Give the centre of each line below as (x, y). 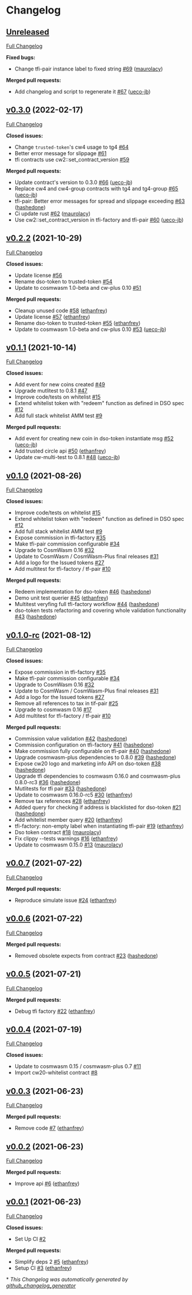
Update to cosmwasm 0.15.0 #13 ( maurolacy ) (69, 845)
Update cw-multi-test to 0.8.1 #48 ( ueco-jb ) (67, 457)
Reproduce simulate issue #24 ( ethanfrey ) (65, 900)
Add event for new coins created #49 (60, 384)
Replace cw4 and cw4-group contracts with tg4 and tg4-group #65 (96, 188)
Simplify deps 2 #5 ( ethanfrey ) (52, 1261)
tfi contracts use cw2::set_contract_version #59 (72, 159)
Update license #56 (38, 275)
